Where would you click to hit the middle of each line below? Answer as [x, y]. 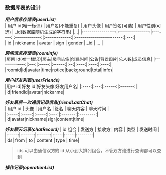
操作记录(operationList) [30, 168]
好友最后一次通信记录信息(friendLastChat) [49, 102]
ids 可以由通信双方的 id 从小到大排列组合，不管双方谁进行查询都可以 [87, 151]
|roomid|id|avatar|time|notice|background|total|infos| [59, 70]
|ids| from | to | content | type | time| [42, 140]
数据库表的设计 [23, 7]
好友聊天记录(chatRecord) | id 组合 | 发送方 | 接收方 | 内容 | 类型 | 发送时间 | [82, 129]
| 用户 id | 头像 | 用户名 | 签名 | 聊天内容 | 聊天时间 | [57, 109]
